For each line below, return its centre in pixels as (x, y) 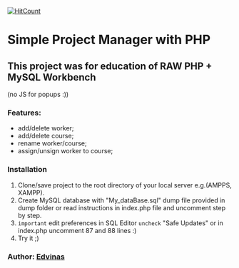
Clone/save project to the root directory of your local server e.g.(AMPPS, (124, 185)
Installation (27, 170)
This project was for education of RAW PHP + (110, 66)
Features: (24, 113)
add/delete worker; (46, 128)
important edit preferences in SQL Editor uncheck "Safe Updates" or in (120, 223)
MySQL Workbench (52, 77)
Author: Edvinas (36, 257)
